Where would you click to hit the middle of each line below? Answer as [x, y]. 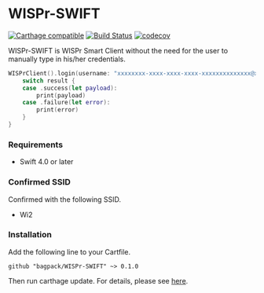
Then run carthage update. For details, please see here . [98, 280]
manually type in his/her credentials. [67, 59]
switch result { [49, 81]
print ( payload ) [61, 95]
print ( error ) [58, 110]
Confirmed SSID [39, 182]
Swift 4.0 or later [46, 162]
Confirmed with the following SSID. [65, 199]
